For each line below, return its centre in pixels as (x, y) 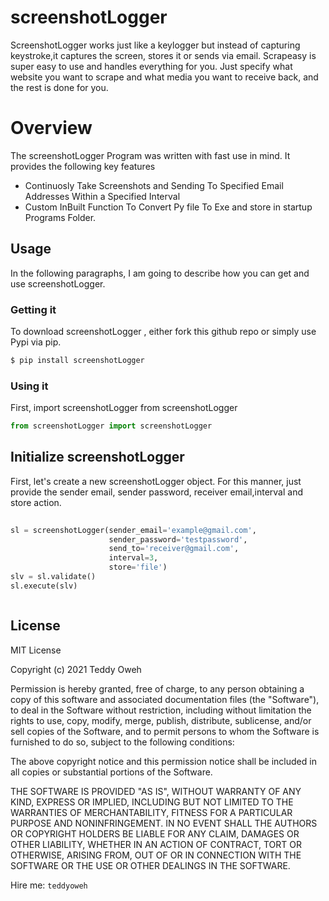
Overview (51, 128)
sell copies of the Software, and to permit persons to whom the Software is (165, 731)
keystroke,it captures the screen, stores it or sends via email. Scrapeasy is (163, 55)
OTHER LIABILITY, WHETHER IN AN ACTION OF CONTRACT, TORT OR (156, 844)
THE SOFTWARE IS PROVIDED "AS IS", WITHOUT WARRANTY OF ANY (156, 791)
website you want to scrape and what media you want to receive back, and (164, 77)
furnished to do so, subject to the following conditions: (122, 742)
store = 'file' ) (138, 567)
